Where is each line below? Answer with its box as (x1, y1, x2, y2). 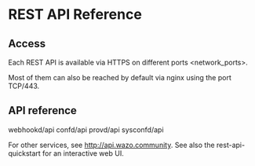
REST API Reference (8, 6, 143, 24)
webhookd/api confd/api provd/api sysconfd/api (8, 124, 164, 135)
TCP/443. (8, 81, 40, 90)
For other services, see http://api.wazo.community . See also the (8, 140, 215, 149)
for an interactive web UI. (42, 148, 124, 158)
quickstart (8, 148, 41, 158)
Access (8, 37, 46, 50)
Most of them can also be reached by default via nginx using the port (8, 73, 231, 82)
